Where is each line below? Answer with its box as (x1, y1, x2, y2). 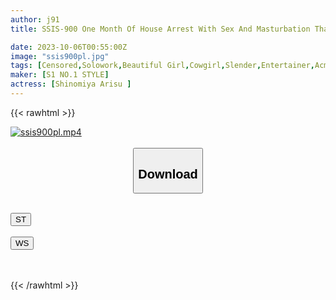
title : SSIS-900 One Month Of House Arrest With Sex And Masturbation (10, 24, 311, 34)
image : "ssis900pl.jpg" (10, 51, 110, 61)
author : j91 (10, 14, 60, 25)
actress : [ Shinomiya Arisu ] (10, 79, 132, 90)
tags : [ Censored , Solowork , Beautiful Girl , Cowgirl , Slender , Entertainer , (10, 61, 315, 71)
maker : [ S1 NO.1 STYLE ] (10, 70, 110, 80)
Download (138, 166, 198, 181)
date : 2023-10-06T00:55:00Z (10, 42, 128, 52)
